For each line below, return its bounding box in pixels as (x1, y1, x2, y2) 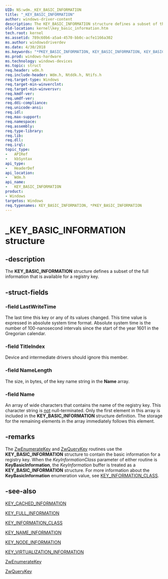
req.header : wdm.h (5, 68, 43, 73)
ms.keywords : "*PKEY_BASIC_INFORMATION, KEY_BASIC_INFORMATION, (5, 49, 142, 54)
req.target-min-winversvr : (5, 86, 61, 92)
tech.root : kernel (5, 31, 43, 36)
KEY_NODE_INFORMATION (5, 539, 61, 545)
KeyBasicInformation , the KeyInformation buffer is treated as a (5, 462, 136, 468)
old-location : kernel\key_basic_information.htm (5, 26, 108, 31)
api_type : (5, 161, 26, 166)
